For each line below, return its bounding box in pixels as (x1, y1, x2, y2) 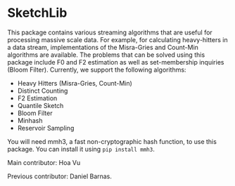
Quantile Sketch (17, 101, 64, 109)
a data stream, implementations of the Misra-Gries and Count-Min (7, 43, 199, 51)
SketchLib (7, 5, 68, 21)
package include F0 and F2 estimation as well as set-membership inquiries (7, 58, 224, 66)
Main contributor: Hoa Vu (7, 158, 81, 166)
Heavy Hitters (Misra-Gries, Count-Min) (17, 79, 132, 87)
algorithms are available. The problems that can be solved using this (7, 51, 205, 59)
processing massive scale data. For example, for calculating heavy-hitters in (7, 35, 228, 44)
